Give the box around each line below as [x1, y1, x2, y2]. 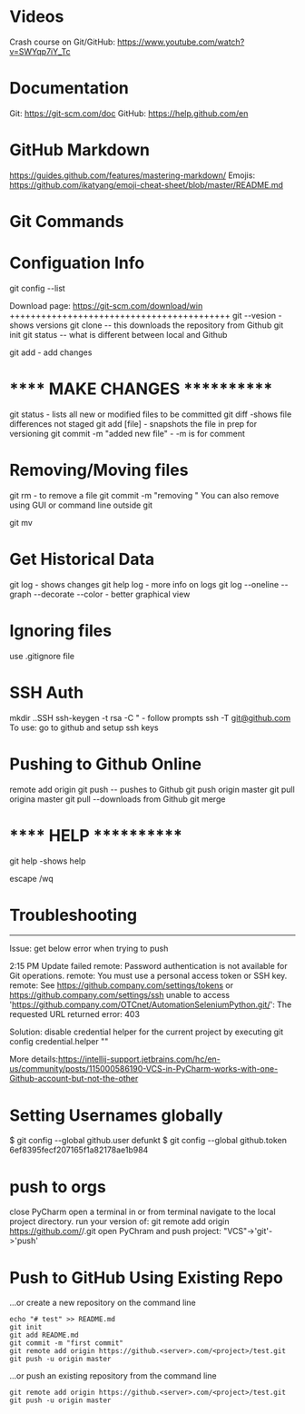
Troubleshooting [9, 905, 138, 925]
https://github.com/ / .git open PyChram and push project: [9, 1226, 222, 1237]
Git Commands [9, 212, 124, 232]
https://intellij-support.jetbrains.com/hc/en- [57, 1053, 221, 1064]
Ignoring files [9, 620, 112, 641]
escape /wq [9, 873, 54, 884]
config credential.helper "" [9, 1036, 109, 1047]
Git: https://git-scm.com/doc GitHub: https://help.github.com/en [9, 107, 249, 119]
